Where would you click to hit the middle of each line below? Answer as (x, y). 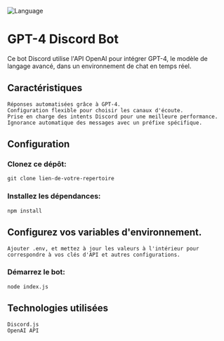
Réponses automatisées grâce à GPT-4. (64, 104)
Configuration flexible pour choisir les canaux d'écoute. (95, 110)
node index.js (28, 287)
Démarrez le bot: (36, 272)
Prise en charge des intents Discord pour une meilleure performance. (113, 116)
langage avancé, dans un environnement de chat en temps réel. (99, 66)
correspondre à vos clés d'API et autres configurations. (94, 255)
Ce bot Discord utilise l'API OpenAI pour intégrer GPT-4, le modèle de (108, 58)
